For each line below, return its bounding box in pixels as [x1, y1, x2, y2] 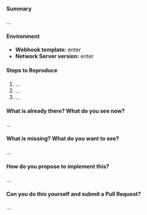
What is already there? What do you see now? [6, 107, 125, 115]
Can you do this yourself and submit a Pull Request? [6, 190, 142, 197]
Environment [6, 32, 40, 40]
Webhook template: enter [15, 46, 81, 53]
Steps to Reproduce [6, 67, 58, 74]
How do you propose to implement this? [6, 162, 110, 170]
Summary [6, 5, 32, 12]
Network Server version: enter [15, 53, 94, 60]
